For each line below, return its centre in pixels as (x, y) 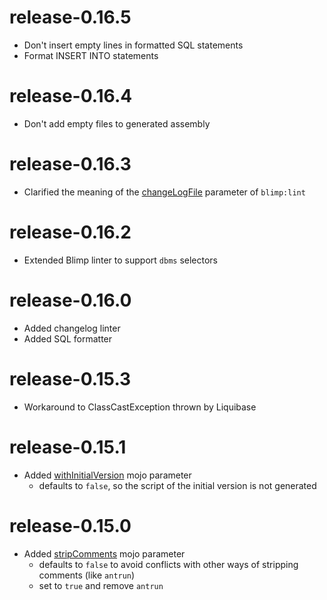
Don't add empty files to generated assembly (117, 123)
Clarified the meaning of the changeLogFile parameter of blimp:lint (164, 192)
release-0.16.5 (70, 17)
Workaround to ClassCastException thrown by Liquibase (140, 407)
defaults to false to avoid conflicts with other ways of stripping (168, 564)
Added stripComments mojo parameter (104, 553)
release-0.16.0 (70, 300)
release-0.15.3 (70, 378)
